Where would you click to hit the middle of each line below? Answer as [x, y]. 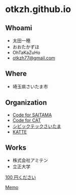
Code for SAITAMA [32, 115]
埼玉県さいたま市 [30, 86]
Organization [26, 103]
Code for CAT [27, 120]
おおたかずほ [26, 47]
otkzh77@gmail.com [34, 58]
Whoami [19, 28]
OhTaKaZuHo [26, 52]
